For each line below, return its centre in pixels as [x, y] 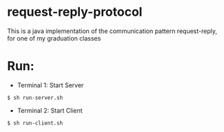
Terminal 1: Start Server [50, 85]
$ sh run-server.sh [35, 98]
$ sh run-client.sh [35, 123]
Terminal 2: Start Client [50, 110]
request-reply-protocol [75, 12]
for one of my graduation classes [54, 38]
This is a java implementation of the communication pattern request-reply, [112, 31]
